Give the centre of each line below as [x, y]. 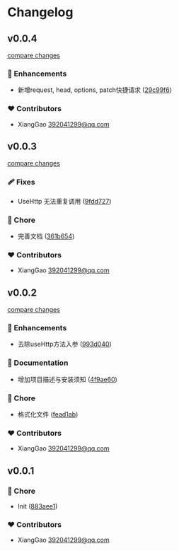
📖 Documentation [38, 363]
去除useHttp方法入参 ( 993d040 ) [64, 344]
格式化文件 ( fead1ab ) [48, 414]
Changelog [40, 12]
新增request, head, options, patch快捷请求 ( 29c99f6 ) [94, 90]
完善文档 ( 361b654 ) [46, 236]
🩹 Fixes [21, 182]
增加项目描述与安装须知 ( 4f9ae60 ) [68, 379]
